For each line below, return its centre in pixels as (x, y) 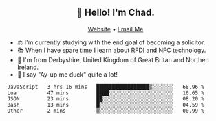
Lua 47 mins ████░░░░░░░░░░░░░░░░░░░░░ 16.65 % (106, 93)
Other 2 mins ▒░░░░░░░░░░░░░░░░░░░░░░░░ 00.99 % (106, 111)
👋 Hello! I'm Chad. (116, 13)
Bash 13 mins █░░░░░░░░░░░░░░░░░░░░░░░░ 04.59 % (106, 105)
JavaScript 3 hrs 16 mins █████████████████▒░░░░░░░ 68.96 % (106, 87)
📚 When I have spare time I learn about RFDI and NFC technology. (111, 50)
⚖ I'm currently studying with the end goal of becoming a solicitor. (111, 42)
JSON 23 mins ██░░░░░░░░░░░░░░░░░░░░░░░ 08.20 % (106, 99)
